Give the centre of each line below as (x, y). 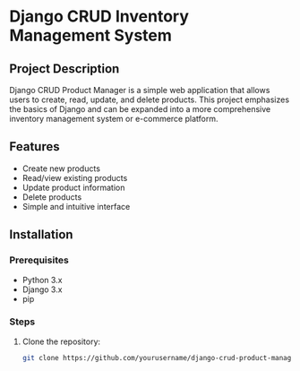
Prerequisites (39, 260)
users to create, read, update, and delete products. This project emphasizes (149, 99)
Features (34, 147)
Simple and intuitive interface (76, 206)
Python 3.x (42, 280)
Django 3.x (42, 289)
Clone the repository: (61, 341)
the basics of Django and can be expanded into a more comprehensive (140, 109)
